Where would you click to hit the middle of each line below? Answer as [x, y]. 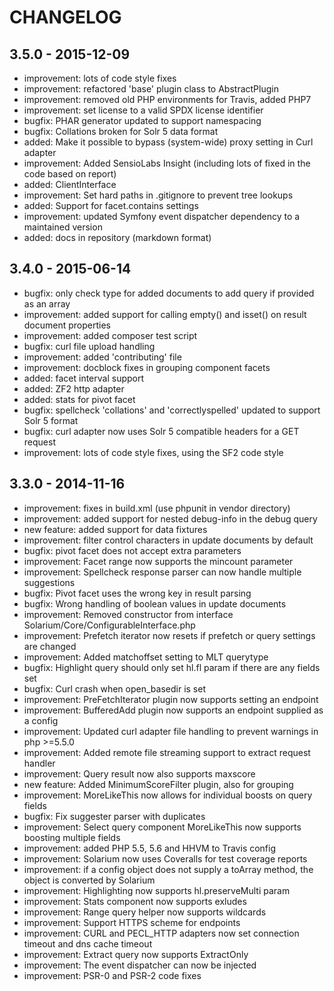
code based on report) [70, 174]
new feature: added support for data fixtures [115, 529]
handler [39, 763]
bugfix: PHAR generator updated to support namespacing [142, 120]
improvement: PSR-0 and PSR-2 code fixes [112, 975]
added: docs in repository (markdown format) [117, 237]
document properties [67, 325]
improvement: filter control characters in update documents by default [168, 540]
